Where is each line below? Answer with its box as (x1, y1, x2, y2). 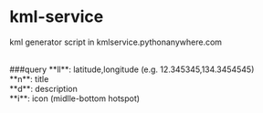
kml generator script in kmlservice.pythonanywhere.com (9, 36, 222, 47)
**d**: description (9, 83, 78, 94)
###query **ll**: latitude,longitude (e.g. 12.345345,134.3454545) (9, 64, 255, 75)
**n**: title (9, 73, 49, 84)
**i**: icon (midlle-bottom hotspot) (9, 93, 140, 104)
